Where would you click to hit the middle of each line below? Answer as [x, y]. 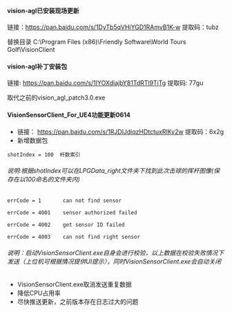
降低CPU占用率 [39, 293]
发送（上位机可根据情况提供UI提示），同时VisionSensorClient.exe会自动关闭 [114, 261]
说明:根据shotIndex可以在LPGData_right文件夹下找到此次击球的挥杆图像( [110, 171]
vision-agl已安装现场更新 [43, 10]
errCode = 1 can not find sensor [65, 201]
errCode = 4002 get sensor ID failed [66, 225]
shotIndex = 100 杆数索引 [44, 155]
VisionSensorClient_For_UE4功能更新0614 [69, 115]
